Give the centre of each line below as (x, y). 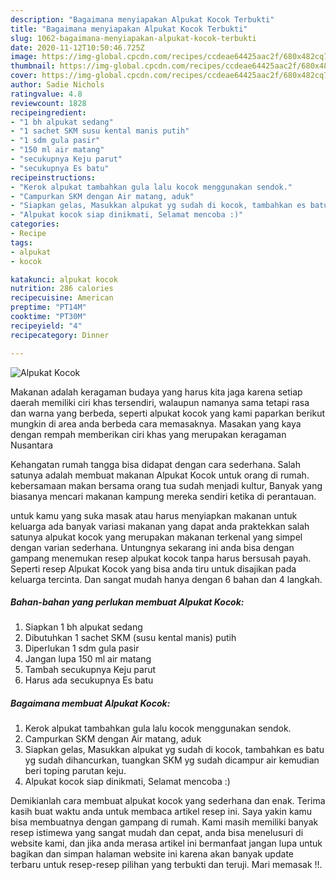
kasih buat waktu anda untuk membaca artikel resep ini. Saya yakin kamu (161, 812)
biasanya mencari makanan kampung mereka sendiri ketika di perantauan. (163, 496)
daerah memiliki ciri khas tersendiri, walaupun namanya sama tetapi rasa (160, 402)
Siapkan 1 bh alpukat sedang (83, 627)
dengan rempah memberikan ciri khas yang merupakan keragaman (148, 434)
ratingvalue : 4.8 (46, 94)
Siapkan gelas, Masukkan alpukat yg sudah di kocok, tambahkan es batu (174, 750)
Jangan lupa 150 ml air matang (88, 659)
